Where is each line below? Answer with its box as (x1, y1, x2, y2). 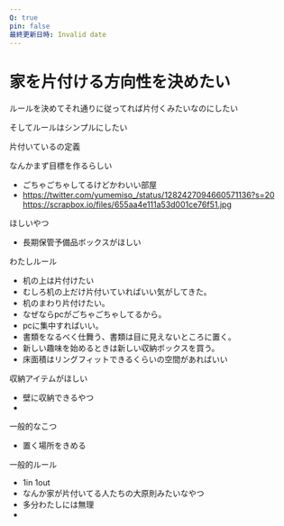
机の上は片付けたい (22, 276, 95, 286)
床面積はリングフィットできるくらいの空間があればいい (22, 354, 228, 365)
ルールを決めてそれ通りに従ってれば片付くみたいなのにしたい (9, 103, 239, 113)
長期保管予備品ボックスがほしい (22, 237, 142, 248)
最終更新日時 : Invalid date (9, 30, 106, 39)
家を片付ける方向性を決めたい (9, 71, 232, 92)
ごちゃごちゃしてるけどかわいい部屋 (22, 179, 158, 190)
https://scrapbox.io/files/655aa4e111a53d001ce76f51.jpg (22, 199, 233, 210)
